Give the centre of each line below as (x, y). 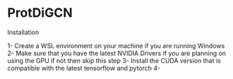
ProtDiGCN (40, 13)
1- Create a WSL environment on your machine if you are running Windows (116, 45)
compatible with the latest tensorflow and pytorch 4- (84, 68)
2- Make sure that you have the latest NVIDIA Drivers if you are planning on (117, 53)
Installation (23, 32)
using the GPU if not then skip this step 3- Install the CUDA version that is (114, 60)
